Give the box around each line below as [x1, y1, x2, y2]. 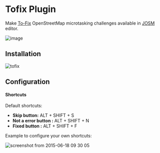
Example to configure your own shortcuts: [5, 133, 92, 139]
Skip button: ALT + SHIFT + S [12, 112, 74, 118]
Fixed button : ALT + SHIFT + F [12, 123, 78, 129]
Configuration [5, 78, 50, 86]
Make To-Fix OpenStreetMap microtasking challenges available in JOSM [5, 20, 155, 26]
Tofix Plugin [5, 4, 56, 15]
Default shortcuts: [5, 103, 43, 109]
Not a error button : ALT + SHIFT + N [12, 118, 89, 124]
